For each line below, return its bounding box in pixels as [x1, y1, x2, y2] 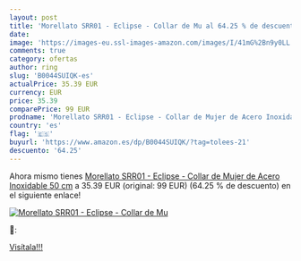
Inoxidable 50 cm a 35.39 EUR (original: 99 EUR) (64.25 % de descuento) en [9, 180, 291, 190]
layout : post [9, 13, 58, 22]
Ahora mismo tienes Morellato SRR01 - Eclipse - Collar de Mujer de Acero [9, 171, 280, 181]
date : [9, 29, 30, 38]
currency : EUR [9, 88, 63, 97]
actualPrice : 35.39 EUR [9, 80, 99, 88]
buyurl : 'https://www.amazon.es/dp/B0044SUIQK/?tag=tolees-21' [9, 138, 251, 147]
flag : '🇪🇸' [9, 130, 54, 139]
